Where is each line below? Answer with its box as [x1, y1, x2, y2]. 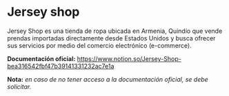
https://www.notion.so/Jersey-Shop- [77, 54, 181, 62]
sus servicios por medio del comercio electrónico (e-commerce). [7, 41, 192, 49]
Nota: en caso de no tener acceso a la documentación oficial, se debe [7, 75, 208, 83]
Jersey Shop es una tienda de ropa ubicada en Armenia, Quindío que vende [7, 27, 223, 35]
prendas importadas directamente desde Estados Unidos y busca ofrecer [7, 34, 216, 42]
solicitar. [7, 82, 32, 91]
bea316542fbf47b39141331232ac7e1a [7, 62, 114, 70]
